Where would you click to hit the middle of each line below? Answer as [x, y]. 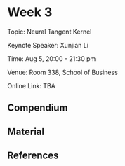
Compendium [38, 108]
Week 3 [30, 12]
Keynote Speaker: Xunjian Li [48, 45]
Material [26, 131]
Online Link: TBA [32, 85]
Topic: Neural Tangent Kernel [50, 32]
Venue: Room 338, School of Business [63, 72]
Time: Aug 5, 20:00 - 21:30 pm [52, 58]
